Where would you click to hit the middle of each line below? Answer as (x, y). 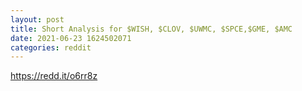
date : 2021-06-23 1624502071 (71, 38)
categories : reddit (51, 47)
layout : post (37, 19)
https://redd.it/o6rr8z (54, 76)
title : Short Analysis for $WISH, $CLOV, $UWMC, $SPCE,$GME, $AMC (151, 29)
